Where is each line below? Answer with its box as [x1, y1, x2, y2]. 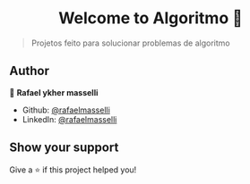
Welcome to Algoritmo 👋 [57, 8, 244, 29]
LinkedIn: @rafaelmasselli [22, 113, 117, 124]
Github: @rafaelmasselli [22, 105, 110, 115]
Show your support [9, 140, 119, 155]
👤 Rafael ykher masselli [9, 87, 99, 97]
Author [9, 63, 49, 79]
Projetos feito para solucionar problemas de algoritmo [30, 38, 230, 48]
